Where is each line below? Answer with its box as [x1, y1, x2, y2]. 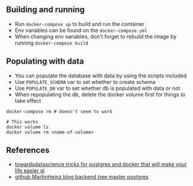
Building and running [6, 5, 85, 15]
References [6, 145, 50, 155]
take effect [14, 97, 41, 104]
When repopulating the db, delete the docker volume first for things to [14, 91, 186, 98]
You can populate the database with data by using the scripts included [14, 72, 187, 79]
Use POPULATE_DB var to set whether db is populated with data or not [14, 84, 181, 92]
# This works [6, 119, 38, 125]
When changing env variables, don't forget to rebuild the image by [14, 32, 177, 40]
